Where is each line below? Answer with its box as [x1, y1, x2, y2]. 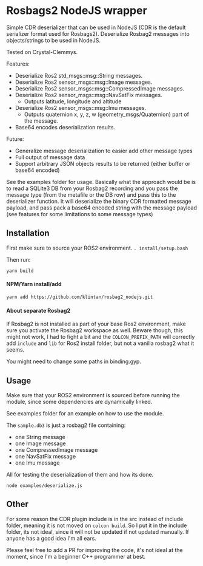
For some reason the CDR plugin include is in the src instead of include [6, 515, 184, 522]
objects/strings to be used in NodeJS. [6, 36, 101, 44]
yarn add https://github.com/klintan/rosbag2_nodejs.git [6, 294, 153, 300]
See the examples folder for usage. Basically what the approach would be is [6, 178, 196, 185]
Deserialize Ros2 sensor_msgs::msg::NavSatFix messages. [15, 91, 162, 98]
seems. [6, 346, 25, 353]
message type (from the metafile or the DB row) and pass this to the [6, 191, 176, 198]
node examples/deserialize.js [6, 482, 83, 489]
